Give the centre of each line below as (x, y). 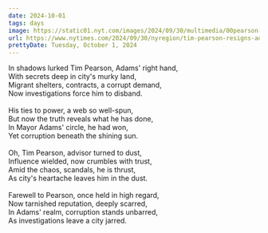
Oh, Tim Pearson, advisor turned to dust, (75, 153)
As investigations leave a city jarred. (68, 221)
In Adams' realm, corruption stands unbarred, (83, 212)
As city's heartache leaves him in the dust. (78, 178)
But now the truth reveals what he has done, (81, 119)
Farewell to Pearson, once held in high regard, (84, 195)
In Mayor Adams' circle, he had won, (69, 128)
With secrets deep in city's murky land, (73, 77)
